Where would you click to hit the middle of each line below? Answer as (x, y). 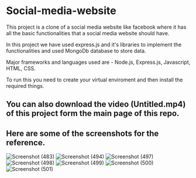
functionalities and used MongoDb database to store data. (76, 50)
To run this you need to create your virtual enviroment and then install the (94, 80)
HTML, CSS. (21, 68)
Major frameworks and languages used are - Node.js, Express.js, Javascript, (98, 62)
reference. (26, 143)
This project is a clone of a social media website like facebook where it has (96, 27)
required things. (25, 85)
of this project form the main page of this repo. (93, 113)
